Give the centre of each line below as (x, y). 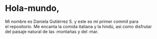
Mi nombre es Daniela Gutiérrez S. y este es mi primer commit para (72, 21)
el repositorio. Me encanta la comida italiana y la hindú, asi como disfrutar (78, 26)
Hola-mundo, (32, 8)
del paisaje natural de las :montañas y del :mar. (52, 31)
